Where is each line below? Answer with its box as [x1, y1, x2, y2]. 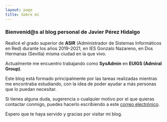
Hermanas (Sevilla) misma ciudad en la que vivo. [5, 51, 107, 57]
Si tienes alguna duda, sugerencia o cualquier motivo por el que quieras [5, 96, 155, 102]
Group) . [5, 66, 22, 72]
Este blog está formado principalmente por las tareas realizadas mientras [5, 75, 157, 81]
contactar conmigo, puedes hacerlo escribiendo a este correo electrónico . [5, 101, 160, 107]
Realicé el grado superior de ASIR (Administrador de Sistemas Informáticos [5, 40, 161, 46]
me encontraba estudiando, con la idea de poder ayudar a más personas [5, 81, 156, 87]
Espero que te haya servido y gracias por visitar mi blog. [5, 111, 123, 117]
